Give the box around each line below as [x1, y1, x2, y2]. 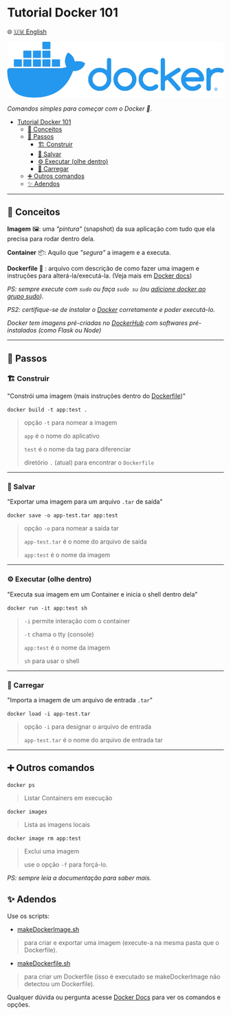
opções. [7, 1000, 30, 1008]
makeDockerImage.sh [16, 925, 80, 933]
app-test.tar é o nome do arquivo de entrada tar [23, 735, 164, 744]
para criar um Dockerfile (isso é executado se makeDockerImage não [23, 972, 221, 981]
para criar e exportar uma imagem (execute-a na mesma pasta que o [23, 938, 219, 946]
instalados [7, 326, 37, 335]
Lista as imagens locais [23, 820, 91, 829]
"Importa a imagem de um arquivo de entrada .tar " [7, 695, 153, 704]
